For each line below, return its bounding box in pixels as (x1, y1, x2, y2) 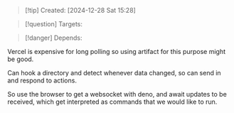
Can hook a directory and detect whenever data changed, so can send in (7, 69, 222, 77)
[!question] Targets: (24, 20, 83, 28)
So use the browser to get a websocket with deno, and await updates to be (7, 90, 228, 98)
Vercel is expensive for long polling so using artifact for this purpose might (7, 48, 226, 55)
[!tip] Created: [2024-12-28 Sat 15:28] (24, 6, 137, 14)
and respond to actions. (7, 76, 77, 85)
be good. (7, 55, 34, 63)
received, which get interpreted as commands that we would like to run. (7, 97, 218, 106)
